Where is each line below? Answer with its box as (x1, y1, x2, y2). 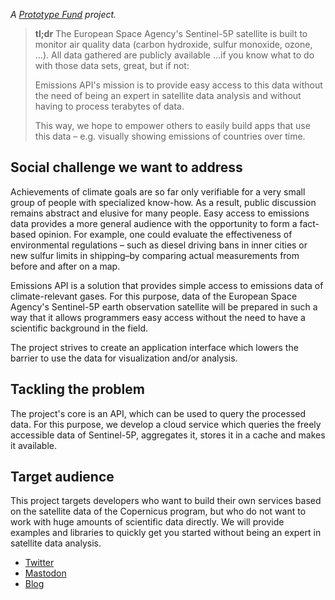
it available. (10, 439, 58, 451)
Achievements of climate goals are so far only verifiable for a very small (10, 185, 306, 198)
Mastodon (24, 567, 67, 579)
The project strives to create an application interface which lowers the (10, 341, 299, 353)
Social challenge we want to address (10, 159, 243, 176)
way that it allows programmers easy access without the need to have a (10, 311, 306, 323)
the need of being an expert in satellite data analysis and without (34, 90, 302, 101)
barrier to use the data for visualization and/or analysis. (10, 352, 238, 364)
